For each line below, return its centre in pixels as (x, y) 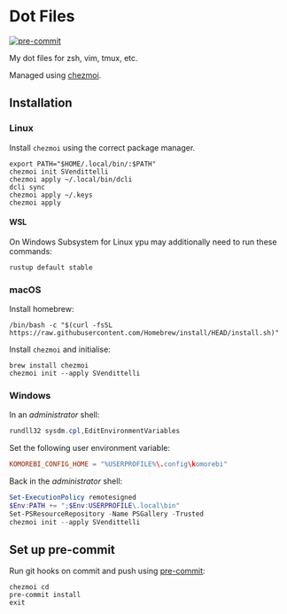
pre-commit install (45, 595)
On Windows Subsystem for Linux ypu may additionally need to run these (143, 242)
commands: (31, 251)
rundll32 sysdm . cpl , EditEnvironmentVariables (94, 431)
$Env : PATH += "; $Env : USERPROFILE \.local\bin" (94, 506)
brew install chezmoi (49, 366)
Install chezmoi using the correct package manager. (102, 147)
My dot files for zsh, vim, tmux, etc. (74, 58)
